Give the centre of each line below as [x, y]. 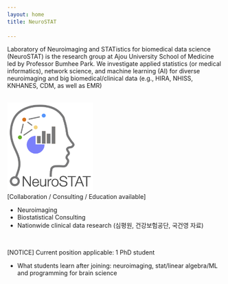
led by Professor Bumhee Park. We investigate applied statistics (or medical [114, 64]
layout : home [26, 14]
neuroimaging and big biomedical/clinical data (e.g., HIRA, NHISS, [100, 78]
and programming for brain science [67, 273]
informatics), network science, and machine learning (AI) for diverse [104, 71]
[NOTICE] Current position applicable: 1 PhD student [81, 252]
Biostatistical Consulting [51, 217]
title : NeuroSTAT [32, 22]
